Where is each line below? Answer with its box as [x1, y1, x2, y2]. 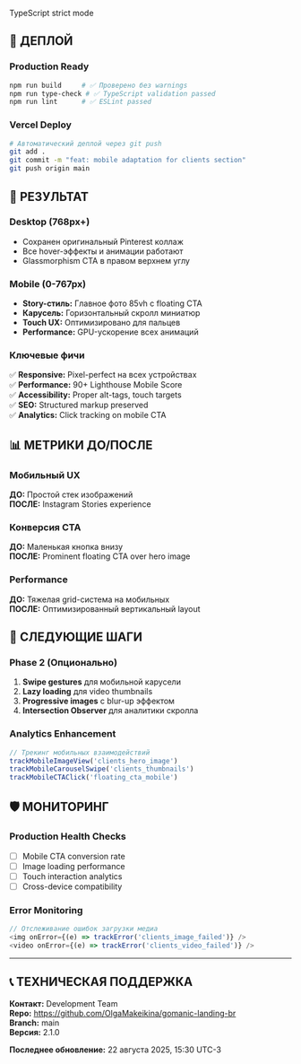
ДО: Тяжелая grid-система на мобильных [9, 594, 170, 605]
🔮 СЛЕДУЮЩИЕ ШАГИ [9, 630, 143, 645]
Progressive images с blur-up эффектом [21, 695, 175, 707]
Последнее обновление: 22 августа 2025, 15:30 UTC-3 [9, 1044, 222, 1055]
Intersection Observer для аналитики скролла [21, 705, 199, 716]
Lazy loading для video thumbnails [21, 686, 153, 697]
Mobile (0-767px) [9, 277, 87, 290]
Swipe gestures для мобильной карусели [21, 676, 182, 687]
